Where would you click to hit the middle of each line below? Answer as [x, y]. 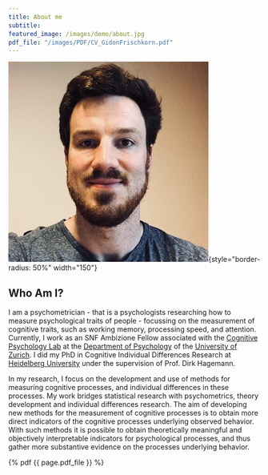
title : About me [35, 17]
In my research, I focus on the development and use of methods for [119, 379]
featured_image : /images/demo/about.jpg [77, 34]
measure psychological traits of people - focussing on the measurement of [132, 321]
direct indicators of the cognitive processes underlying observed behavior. [131, 421]
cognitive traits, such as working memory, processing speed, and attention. [132, 329]
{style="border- [234, 260]
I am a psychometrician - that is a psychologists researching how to [120, 312]
